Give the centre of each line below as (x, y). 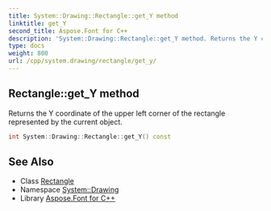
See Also (31, 161)
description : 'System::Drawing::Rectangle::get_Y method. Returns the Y (133, 38)
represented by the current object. (65, 121)
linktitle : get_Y (38, 23)
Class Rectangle (47, 181)
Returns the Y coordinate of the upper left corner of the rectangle (117, 113)
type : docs (27, 46)
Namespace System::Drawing (69, 190)
